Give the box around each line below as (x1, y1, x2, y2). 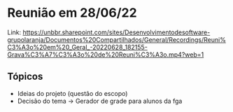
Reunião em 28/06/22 (7, 5, 138, 21)
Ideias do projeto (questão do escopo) (17, 89, 128, 97)
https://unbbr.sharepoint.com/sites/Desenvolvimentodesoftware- (22, 28, 211, 36)
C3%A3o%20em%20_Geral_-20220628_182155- (7, 43, 148, 51)
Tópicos (7, 71, 43, 83)
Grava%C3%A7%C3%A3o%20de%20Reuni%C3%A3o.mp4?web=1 (7, 50, 204, 59)
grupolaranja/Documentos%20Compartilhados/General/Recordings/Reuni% (7, 35, 226, 43)
